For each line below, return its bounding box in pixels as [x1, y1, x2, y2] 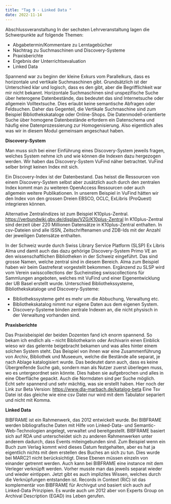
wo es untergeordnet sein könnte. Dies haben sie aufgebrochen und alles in [5, 370, 164, 376]
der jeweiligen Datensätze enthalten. [5, 232, 82, 238]
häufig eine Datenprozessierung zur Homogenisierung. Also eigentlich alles [5, 122, 163, 128]
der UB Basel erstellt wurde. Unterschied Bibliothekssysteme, [5, 280, 134, 286]
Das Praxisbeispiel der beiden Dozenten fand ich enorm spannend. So [5, 332, 153, 338]
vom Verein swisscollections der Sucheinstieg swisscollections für [5, 269, 145, 276]
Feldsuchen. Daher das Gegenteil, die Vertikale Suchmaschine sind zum [5, 106, 156, 112]
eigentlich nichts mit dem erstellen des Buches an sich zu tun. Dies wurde [5, 449, 160, 455]
